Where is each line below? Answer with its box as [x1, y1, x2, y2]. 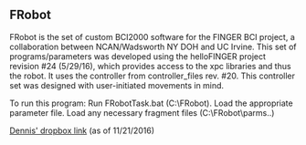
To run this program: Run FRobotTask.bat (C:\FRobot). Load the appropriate [9, 98, 294, 109]
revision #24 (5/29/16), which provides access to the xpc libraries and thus [9, 60, 291, 71]
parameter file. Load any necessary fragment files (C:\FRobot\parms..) [9, 107, 275, 118]
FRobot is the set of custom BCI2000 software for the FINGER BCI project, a [9, 31, 295, 42]
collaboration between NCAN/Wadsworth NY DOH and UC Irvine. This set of [9, 41, 297, 52]
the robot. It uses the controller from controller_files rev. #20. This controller [9, 70, 295, 81]
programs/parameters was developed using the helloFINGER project [9, 50, 267, 62]
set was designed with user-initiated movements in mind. [9, 79, 225, 90]
